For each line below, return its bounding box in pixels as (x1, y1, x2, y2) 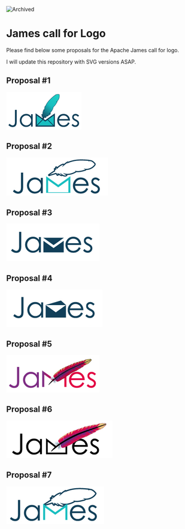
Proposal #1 (6, 76, 51, 86)
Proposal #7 (6, 470, 52, 480)
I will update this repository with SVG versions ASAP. (6, 58, 137, 65)
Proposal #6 (6, 404, 53, 414)
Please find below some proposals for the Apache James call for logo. (6, 46, 180, 53)
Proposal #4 (6, 273, 53, 283)
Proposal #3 (6, 207, 53, 217)
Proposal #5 (6, 339, 52, 349)
